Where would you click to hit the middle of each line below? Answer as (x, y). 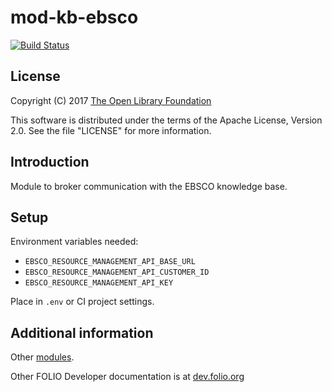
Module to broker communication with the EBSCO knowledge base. (149, 186)
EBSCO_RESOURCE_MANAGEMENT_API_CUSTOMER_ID (117, 272)
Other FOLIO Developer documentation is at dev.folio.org (127, 377)
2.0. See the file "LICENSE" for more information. (111, 130)
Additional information (82, 332)
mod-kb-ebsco (74, 17)
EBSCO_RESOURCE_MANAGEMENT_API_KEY (99, 283)
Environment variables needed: (74, 242)
